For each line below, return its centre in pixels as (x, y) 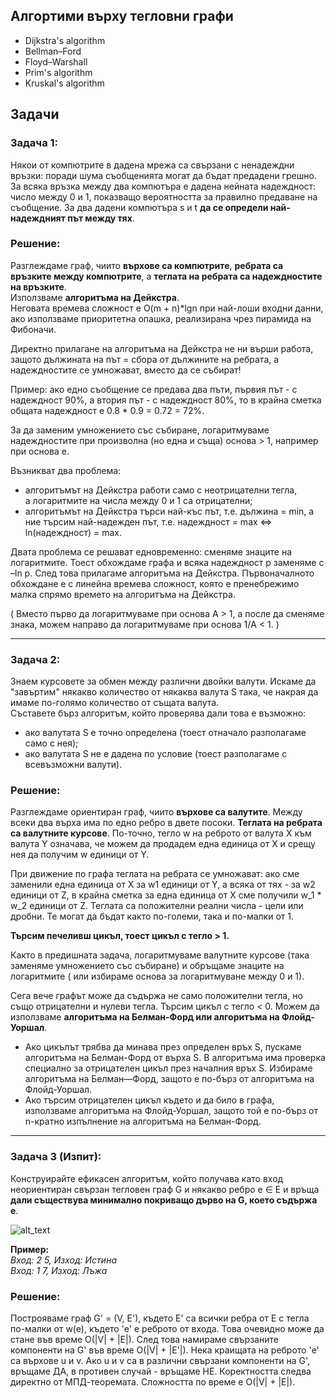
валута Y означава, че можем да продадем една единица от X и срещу (163, 844)
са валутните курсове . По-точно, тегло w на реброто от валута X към (161, 833)
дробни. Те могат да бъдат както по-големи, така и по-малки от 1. (152, 916)
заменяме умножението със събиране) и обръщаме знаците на (147, 966)
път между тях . (101, 218)
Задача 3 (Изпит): (56, 1157)
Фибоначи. (33, 329)
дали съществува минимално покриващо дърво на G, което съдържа (164, 1200)
